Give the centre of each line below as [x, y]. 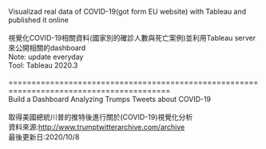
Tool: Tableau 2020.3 [43, 65]
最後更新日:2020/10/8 [44, 137]
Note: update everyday [46, 57]
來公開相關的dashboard [47, 48]
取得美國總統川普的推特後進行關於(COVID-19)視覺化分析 [101, 117]
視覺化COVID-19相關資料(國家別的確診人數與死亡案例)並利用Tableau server [132, 38]
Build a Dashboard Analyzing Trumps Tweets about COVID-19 [110, 99]
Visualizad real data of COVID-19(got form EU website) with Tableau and [127, 12]
